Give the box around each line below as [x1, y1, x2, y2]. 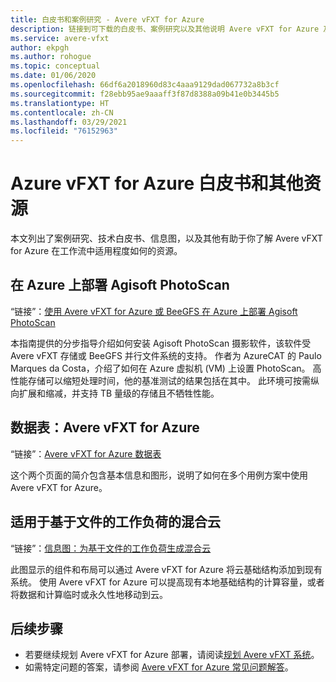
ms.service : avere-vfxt [10, 33, 110, 43]
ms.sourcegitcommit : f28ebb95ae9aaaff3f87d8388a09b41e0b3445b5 [10, 89, 280, 99]
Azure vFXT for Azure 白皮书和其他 [10, 172, 304, 195]
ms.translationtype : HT [10, 98, 110, 108]
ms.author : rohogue [10, 52, 92, 62]
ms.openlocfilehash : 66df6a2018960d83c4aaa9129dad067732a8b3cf [10, 80, 280, 90]
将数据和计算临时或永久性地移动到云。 [10, 588, 168, 600]
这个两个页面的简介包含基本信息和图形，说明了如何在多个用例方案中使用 [10, 469, 308, 481]
